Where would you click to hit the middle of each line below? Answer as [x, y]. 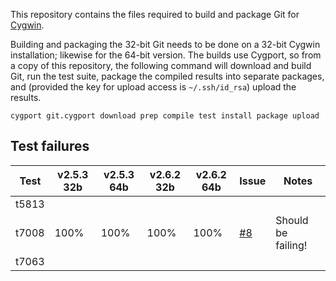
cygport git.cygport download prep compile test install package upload [165, 116]
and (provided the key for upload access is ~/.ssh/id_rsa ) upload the [153, 87]
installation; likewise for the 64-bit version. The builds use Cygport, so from [166, 55]
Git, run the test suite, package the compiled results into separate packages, [167, 76]
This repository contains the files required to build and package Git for [155, 14]
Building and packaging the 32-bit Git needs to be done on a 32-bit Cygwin [165, 44]
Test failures [50, 146]
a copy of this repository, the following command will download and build [161, 65]
